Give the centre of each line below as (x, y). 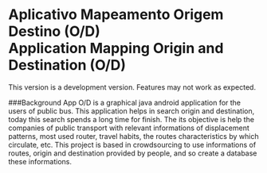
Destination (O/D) (67, 65)
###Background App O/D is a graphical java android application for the (125, 102)
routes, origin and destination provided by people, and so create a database (133, 153)
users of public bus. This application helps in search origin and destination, (132, 111)
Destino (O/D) (55, 31)
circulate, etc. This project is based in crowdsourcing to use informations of (132, 144)
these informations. (40, 161)
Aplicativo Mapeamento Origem (116, 15)
